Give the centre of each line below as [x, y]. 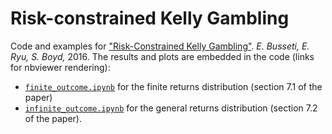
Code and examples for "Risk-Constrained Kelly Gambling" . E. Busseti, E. [160, 46]
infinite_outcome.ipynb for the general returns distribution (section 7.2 [171, 108]
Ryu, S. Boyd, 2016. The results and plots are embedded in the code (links [162, 56]
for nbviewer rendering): [60, 67]
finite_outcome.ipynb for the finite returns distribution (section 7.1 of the [173, 86]
